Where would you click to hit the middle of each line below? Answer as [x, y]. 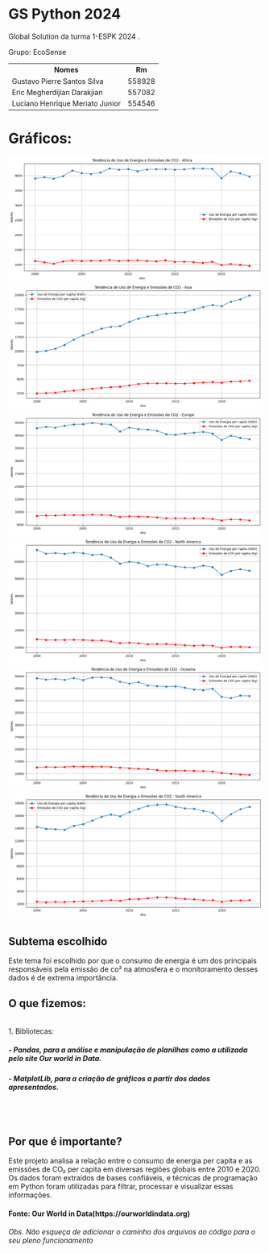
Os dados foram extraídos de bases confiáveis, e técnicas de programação [133, 1178]
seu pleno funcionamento [51, 1241]
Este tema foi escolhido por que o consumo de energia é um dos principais [133, 961]
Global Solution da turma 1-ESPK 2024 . [74, 36]
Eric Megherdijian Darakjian [57, 92]
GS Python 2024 [65, 14]
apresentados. [33, 1087]
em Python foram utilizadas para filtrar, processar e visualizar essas [121, 1187]
